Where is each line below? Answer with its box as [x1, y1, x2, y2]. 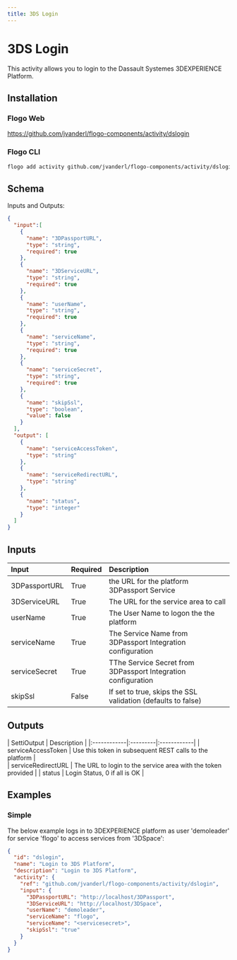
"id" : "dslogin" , [13, 854, 65, 861]
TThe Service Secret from [109, 658, 195, 668]
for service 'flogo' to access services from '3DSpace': [7, 833, 164, 842]
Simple [7, 810, 32, 820]
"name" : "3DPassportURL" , [25, 235, 102, 242]
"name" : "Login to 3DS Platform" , [13, 860, 115, 868]
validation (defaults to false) [109, 696, 202, 706]
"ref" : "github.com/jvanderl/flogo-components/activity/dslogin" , [20, 880, 219, 887]
